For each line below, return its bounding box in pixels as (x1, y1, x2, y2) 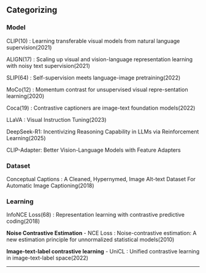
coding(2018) (6, 217, 40, 225)
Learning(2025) (6, 134, 46, 141)
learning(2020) (6, 92, 45, 100)
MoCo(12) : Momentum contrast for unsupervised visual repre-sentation (6, 86, 188, 93)
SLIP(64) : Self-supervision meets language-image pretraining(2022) (6, 73, 181, 81)
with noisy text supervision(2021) (6, 62, 91, 69)
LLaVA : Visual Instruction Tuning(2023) (6, 116, 107, 123)
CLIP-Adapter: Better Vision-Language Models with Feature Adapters (6, 146, 181, 154)
